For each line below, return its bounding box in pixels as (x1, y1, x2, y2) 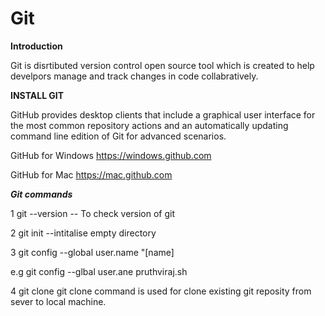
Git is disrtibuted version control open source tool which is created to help (10, 59, 315, 71)
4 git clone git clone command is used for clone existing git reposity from (10, 285, 312, 297)
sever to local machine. (10, 295, 107, 307)
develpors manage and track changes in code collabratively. (10, 70, 259, 82)
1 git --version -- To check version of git (10, 207, 176, 219)
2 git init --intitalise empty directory (10, 227, 157, 239)
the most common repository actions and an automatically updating (10, 119, 289, 131)
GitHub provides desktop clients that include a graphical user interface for (10, 108, 316, 121)
